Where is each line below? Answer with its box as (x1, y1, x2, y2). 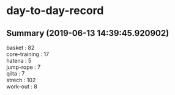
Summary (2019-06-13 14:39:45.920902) (6, 28, 169, 38)
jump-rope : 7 (6, 63, 41, 71)
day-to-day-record (6, 4, 104, 18)
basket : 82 (6, 44, 35, 51)
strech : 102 (6, 77, 36, 83)
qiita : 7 (6, 70, 25, 77)
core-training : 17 (6, 51, 50, 58)
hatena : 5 (6, 57, 32, 64)
